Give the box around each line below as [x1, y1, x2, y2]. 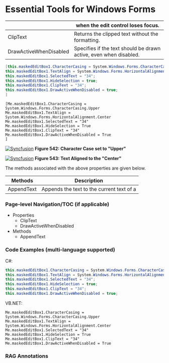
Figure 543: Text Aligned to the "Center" [34, 155, 122, 162]
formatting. [73, 36, 100, 43]
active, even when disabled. [73, 51, 140, 58]
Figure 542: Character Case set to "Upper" [34, 145, 126, 152]
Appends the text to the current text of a [41, 186, 137, 193]
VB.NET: [5, 300, 23, 306]
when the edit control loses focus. [75, 22, 159, 29]
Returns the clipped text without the [73, 30, 158, 37]
